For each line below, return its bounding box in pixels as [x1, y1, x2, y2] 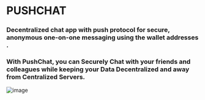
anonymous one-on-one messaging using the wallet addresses [6, 33, 199, 42]
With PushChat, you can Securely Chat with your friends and [6, 58, 191, 66]
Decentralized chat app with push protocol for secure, [6, 26, 170, 34]
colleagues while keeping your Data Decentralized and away [6, 65, 190, 74]
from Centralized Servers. [6, 73, 86, 82]
